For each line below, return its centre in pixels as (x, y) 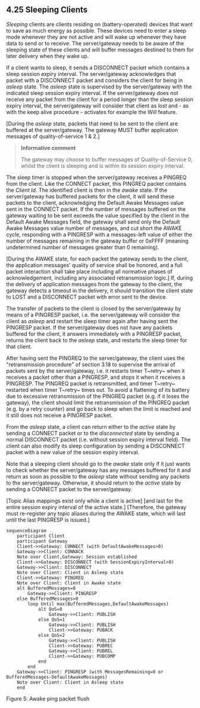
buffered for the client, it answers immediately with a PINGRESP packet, (94, 333)
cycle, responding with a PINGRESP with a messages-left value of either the (99, 234)
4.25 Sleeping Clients (47, 10)
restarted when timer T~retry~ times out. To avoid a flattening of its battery (98, 390)
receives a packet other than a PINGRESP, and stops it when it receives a (96, 377)
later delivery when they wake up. (48, 56)
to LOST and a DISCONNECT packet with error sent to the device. (87, 297)
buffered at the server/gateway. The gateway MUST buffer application (92, 130)
